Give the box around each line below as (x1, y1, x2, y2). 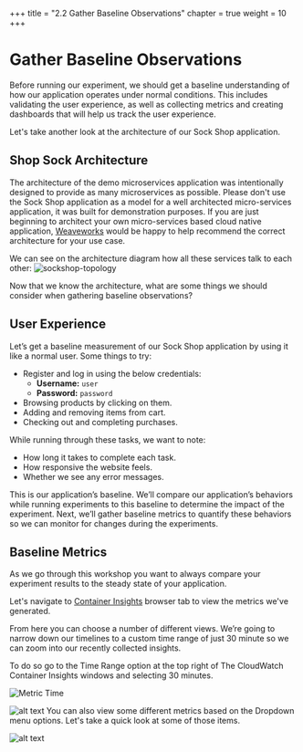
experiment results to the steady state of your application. (9, 579, 227, 590)
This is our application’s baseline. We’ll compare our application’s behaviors (9, 488, 294, 500)
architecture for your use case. (9, 235, 126, 245)
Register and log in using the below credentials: (22, 368, 202, 379)
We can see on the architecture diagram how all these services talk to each (9, 253, 292, 264)
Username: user (36, 378, 99, 389)
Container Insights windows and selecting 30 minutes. (9, 670, 214, 681)
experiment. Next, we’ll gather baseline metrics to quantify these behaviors (9, 508, 292, 519)
